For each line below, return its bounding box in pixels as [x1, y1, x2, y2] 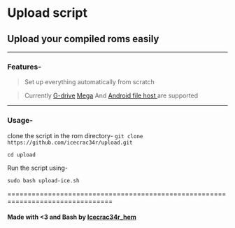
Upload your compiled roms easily [7, 33, 159, 45]
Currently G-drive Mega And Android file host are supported [24, 91, 199, 100]
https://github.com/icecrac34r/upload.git [7, 139, 133, 146]
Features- [7, 62, 42, 72]
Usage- [7, 116, 34, 126]
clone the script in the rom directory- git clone [7, 131, 143, 140]
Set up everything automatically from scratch [24, 78, 155, 86]
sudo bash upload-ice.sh [7, 177, 80, 184]
